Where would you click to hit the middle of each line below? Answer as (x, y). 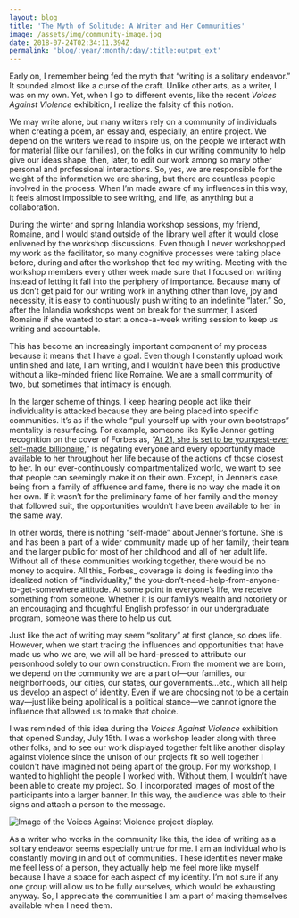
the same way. (36, 515)
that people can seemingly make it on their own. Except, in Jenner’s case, (145, 478)
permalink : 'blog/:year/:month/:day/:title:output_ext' (115, 51)
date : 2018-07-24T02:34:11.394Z (69, 42)
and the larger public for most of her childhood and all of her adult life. (138, 552)
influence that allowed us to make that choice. (94, 712)
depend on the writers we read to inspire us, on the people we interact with (147, 141)
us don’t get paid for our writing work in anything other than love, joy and (144, 291)
